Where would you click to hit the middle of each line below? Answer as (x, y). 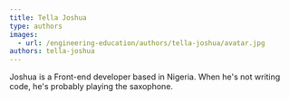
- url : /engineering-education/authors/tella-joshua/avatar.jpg (141, 43)
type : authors (36, 26)
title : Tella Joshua (48, 18)
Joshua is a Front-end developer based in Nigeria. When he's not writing (145, 77)
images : (24, 34)
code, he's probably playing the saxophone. (92, 87)
